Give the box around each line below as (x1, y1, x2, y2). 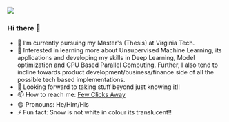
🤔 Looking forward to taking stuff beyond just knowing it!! (17, 83, 181, 91)
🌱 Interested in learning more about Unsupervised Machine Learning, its (17, 46, 222, 54)
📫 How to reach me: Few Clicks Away (17, 90, 126, 99)
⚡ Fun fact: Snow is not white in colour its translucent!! (17, 108, 172, 116)
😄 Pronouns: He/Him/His (17, 101, 90, 109)
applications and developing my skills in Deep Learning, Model (17, 54, 195, 62)
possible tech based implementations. (17, 76, 126, 84)
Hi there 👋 (7, 23, 41, 32)
